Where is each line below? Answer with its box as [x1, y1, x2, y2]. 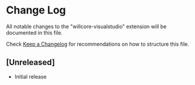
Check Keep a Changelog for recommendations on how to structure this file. [6, 40, 190, 47]
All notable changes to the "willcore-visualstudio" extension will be [6, 23, 167, 30]
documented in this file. [6, 29, 63, 36]
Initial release [14, 73, 47, 80]
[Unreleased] [6, 57, 55, 67]
